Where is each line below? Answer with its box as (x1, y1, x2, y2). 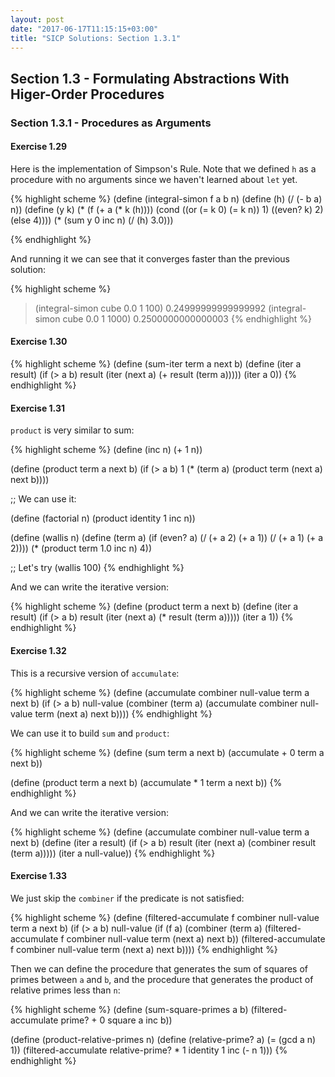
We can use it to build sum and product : (10, 727, 170, 739)
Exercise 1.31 (10, 402, 66, 414)
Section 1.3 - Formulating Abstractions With (10, 70, 290, 87)
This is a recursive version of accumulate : (10, 667, 180, 679)
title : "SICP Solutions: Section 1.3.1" (10, 33, 182, 43)
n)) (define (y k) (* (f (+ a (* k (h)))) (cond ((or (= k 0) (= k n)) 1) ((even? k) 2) (10, 203, 324, 215)
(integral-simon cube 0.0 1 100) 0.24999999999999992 (34, 302, 267, 314)
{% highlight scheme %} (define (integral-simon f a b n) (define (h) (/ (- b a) (10, 192, 323, 205)
